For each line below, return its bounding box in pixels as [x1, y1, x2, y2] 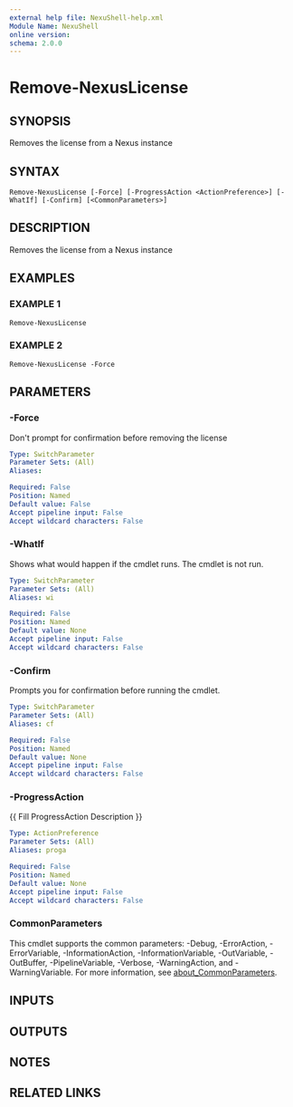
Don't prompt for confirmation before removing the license [9, 432, 228, 443]
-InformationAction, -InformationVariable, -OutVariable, [62, 948, 269, 958]
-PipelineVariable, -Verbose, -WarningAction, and [49, 957, 233, 967]
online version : [9, 30, 71, 39]
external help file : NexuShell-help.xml [9, 13, 165, 23]
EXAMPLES [9, 271, 75, 286]
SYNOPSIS [9, 113, 71, 129]
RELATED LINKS [9, 1085, 101, 1101]
